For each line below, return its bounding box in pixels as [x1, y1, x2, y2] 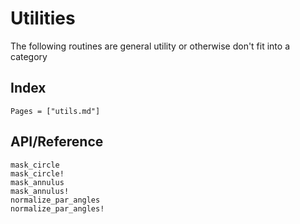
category [10, 50, 48, 62]
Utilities [10, 7, 76, 30]
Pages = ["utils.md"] [10, 106, 101, 116]
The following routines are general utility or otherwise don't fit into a [10, 40, 291, 52]
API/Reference [10, 133, 104, 151]
